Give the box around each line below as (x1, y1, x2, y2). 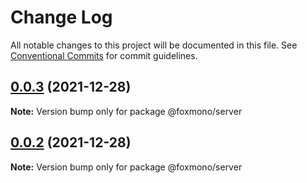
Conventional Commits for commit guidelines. (10, 49, 198, 61)
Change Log (10, 6, 113, 29)
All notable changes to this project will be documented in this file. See (10, 39, 298, 51)
